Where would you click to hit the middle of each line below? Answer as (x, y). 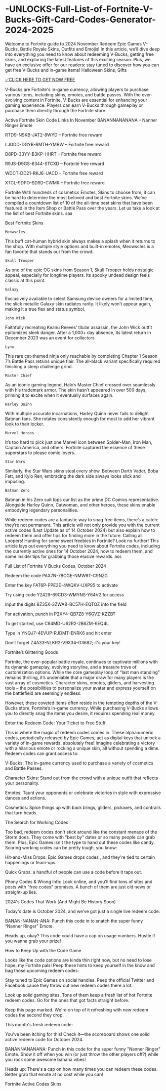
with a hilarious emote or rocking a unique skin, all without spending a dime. (82, 748)
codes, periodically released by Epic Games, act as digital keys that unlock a (83, 738)
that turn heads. (21, 813)
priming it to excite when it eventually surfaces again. (59, 395)
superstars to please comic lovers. (40, 453)
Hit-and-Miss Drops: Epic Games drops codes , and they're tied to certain (80, 857)
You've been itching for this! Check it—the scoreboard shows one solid (77, 1034)
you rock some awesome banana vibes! (45, 1059)
